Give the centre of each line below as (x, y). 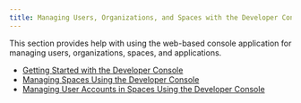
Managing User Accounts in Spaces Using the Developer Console (144, 89)
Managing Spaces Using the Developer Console (111, 79)
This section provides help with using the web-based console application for (150, 43)
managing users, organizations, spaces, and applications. (116, 52)
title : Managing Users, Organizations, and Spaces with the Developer (144, 17)
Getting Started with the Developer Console (103, 70)
